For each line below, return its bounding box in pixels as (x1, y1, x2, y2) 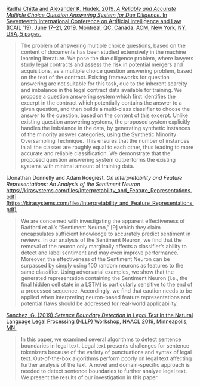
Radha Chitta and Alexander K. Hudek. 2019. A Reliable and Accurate (6, 5, 176, 12)
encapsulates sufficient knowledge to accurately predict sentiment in (20, 230, 191, 237)
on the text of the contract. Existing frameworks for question (20, 74, 170, 81)
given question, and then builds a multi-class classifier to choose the (20, 106, 190, 112)
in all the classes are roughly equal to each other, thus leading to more (20, 143, 194, 150)
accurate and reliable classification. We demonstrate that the (20, 150, 171, 157)
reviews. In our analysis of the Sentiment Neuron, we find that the (20, 236, 182, 244)
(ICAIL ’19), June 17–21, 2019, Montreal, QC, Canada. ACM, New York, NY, (6, 24, 187, 31)
